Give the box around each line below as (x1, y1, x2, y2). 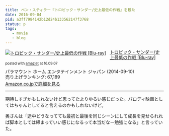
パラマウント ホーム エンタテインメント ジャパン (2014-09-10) (5, 69, 135, 75)
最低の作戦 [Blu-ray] (114, 54, 156, 60)
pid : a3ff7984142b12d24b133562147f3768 (5, 17, 89, 22)
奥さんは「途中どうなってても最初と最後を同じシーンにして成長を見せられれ (5, 113, 163, 119)
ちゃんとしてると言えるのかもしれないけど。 (14, 102, 107, 108)
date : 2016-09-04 (5, 12, 42, 17)
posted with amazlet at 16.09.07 (5, 61, 58, 66)
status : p (5, 21, 26, 27)
